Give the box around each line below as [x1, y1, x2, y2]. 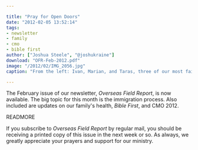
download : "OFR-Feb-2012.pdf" [6, 57, 81, 64]
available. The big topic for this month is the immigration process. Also [6, 96, 177, 103]
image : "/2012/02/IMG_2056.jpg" [6, 63, 85, 69]
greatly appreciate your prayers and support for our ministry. [6, 138, 154, 145]
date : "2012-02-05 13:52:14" [6, 19, 78, 25]
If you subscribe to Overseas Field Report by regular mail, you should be [6, 125, 182, 132]
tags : [6, 25, 19, 31]
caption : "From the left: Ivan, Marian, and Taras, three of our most [6, 68, 183, 74]
